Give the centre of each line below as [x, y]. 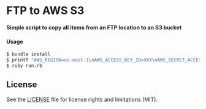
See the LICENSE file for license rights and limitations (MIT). [82, 99]
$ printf [17, 60]
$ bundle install [29, 54]
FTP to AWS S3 [45, 11]
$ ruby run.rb [25, 65]
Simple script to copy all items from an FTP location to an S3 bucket [94, 27]
